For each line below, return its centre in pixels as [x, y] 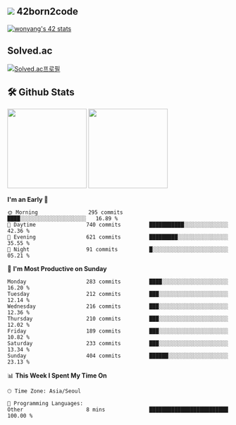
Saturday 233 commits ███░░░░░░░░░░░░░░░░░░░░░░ [118, 344]
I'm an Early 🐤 [28, 200]
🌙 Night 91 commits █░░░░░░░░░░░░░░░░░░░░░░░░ [118, 250]
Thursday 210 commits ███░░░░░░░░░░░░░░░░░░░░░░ [118, 319]
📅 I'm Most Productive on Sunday [57, 269]
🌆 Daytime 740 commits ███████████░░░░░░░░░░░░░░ [118, 225]
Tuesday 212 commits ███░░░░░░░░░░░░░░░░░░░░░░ [118, 294]
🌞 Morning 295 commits [65, 212]
